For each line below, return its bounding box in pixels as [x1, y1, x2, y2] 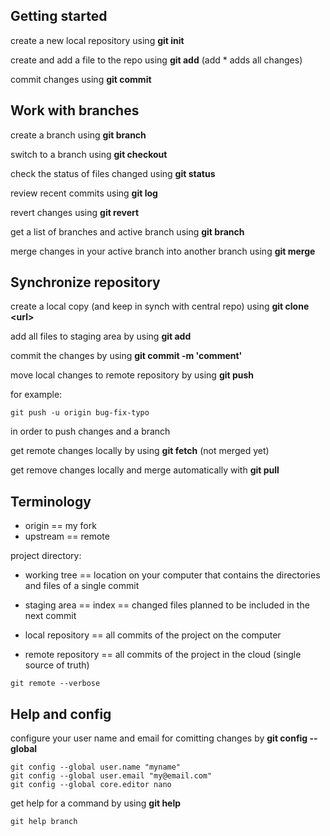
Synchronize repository [10, 274, 161, 291]
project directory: [10, 550, 82, 562]
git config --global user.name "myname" [10, 762, 182, 773]
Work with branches [10, 102, 140, 119]
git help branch [10, 817, 78, 827]
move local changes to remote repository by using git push [10, 369, 255, 381]
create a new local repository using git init [10, 34, 185, 46]
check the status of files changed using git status [10, 167, 216, 179]
